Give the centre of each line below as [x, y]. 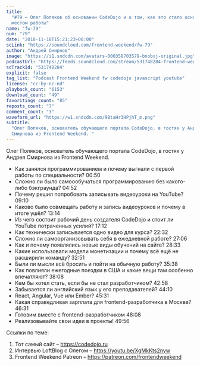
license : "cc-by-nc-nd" [36, 84]
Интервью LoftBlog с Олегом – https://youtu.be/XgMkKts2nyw [93, 350]
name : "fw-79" [24, 28]
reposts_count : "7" [30, 106]
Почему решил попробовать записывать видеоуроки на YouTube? [99, 194]
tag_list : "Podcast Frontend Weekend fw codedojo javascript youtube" [96, 78]
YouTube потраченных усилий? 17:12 [61, 226]
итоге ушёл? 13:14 [37, 213]
